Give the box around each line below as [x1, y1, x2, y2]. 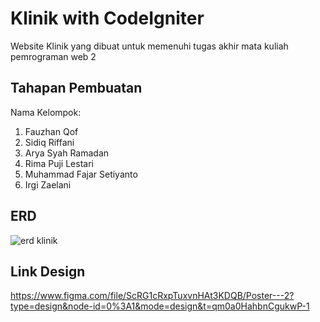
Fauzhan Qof [24, 125, 79, 137]
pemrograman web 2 [10, 50, 97, 62]
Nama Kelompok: [10, 106, 82, 118]
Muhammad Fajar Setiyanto [24, 168, 138, 180]
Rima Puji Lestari [24, 157, 94, 169]
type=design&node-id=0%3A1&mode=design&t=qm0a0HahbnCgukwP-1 [10, 300, 310, 312]
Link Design [10, 263, 86, 280]
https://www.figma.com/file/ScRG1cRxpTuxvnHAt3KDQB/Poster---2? [10, 290, 295, 302]
